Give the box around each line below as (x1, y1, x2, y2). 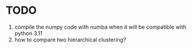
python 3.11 (14, 29, 43, 36)
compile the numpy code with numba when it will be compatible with (14, 23, 187, 30)
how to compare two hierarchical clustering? (14, 36, 126, 43)
